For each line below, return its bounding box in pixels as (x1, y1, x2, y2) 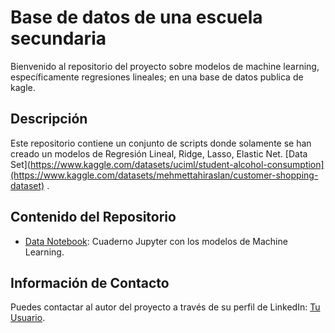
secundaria (10, 27, 107, 50)
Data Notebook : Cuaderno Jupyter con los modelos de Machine (24, 235, 288, 247)
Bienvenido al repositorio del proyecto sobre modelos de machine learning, (10, 60, 320, 72)
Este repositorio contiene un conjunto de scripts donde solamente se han (10, 137, 312, 149)
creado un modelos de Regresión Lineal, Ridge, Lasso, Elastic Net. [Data (10, 147, 308, 160)
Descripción (10, 111, 88, 128)
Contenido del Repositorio (10, 209, 177, 226)
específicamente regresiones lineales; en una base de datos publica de (10, 71, 304, 83)
